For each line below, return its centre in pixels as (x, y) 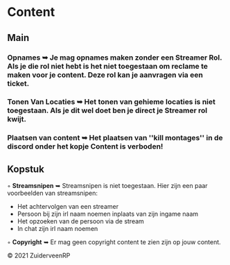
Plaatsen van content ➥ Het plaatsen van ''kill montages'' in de (115, 138)
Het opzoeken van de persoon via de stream (80, 221)
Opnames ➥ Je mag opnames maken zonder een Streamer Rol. (115, 58)
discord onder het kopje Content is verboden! (85, 146)
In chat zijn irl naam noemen (57, 229)
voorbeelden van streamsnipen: (53, 193)
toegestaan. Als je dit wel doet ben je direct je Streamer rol (107, 110)
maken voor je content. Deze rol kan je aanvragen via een (105, 75)
